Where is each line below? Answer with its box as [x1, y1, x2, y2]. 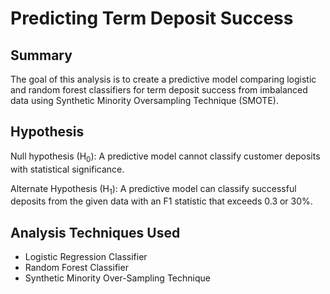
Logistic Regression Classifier [24, 251, 148, 263]
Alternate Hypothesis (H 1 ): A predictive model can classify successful [10, 182, 297, 197]
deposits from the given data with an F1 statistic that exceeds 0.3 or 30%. [10, 195, 313, 207]
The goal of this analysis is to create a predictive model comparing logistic [10, 73, 317, 85]
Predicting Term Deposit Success [10, 7, 294, 30]
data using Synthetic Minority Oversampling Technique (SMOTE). [10, 95, 279, 106]
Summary [10, 47, 73, 64]
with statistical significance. [10, 163, 125, 175]
